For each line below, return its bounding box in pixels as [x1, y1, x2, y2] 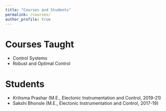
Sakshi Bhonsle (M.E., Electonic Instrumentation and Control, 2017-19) [12, 100, 159, 106]
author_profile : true [5, 17, 51, 22]
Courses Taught [5, 38, 74, 50]
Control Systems [12, 55, 48, 61]
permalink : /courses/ [5, 12, 51, 17]
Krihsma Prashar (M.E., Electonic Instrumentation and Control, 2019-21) [12, 95, 161, 101]
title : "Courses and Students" [5, 7, 71, 13]
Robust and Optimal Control [12, 61, 71, 67]
